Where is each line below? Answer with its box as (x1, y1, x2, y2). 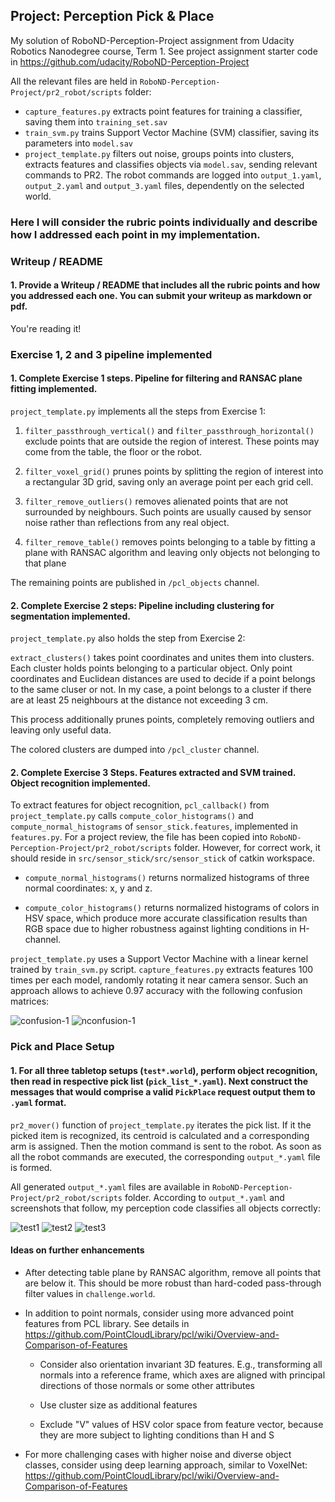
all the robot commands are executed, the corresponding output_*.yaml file (10, 1150, 321, 1163)
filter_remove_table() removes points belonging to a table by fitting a (24, 535, 316, 548)
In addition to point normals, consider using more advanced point (24, 1307, 295, 1319)
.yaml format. (10, 1096, 67, 1108)
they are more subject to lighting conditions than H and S (39, 1429, 275, 1441)
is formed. (10, 1161, 53, 1173)
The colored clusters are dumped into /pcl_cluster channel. (10, 744, 260, 756)
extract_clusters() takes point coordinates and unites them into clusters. (10, 652, 315, 664)
